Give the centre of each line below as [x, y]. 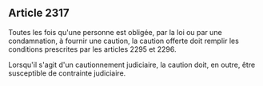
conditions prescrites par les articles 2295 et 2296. [93, 49]
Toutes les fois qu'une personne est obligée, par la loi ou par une [115, 32]
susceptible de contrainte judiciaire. [67, 73]
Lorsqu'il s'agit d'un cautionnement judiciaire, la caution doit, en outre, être [132, 64]
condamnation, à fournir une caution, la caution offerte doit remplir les [124, 41]
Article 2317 [39, 13]
